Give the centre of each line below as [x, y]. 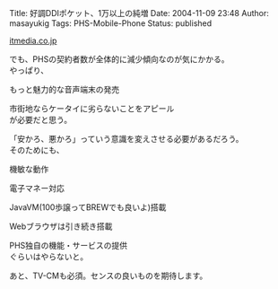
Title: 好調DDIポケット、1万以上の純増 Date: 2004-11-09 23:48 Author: [139, 13]
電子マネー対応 [37, 188]
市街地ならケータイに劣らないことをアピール [92, 109]
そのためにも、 [37, 150]
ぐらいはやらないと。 [48, 257]
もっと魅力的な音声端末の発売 [64, 89]
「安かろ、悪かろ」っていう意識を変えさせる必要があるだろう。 [126, 139]
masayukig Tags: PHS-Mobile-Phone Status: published [111, 23]
